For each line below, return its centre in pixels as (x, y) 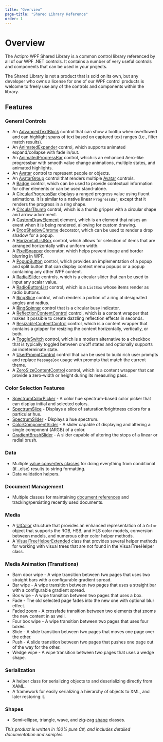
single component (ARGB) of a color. (49, 430)
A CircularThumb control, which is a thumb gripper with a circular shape (84, 209)
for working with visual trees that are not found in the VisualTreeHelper (83, 546)
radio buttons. (26, 292)
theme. (19, 365)
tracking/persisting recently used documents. (58, 502)
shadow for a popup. (33, 235)
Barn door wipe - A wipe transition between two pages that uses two (81, 575)
